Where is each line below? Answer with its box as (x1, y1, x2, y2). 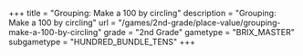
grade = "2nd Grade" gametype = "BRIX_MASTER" (103, 27, 296, 37)
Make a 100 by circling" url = (8, 17, 117, 28)
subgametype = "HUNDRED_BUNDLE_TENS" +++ (8, 36, 195, 47)
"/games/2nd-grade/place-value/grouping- (117, 17, 281, 28)
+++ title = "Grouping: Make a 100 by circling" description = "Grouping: (8, 8, 277, 18)
